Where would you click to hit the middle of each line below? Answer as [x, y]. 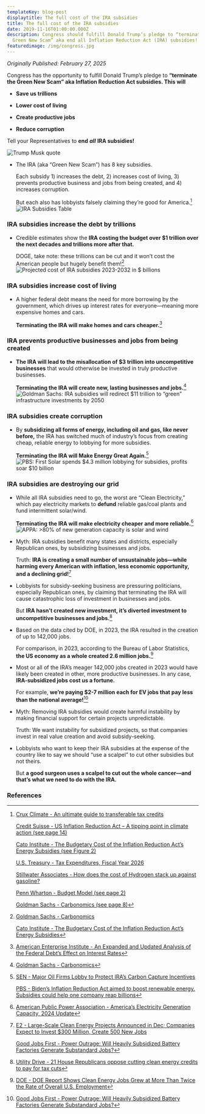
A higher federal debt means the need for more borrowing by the [97, 299]
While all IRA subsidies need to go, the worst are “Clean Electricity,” [100, 497]
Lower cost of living [41, 105]
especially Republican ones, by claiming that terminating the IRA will [101, 592]
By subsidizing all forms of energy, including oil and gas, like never [102, 429]
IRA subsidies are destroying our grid [63, 484]
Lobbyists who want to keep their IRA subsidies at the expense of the [102, 748]
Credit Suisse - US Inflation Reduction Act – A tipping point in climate [102, 826]
